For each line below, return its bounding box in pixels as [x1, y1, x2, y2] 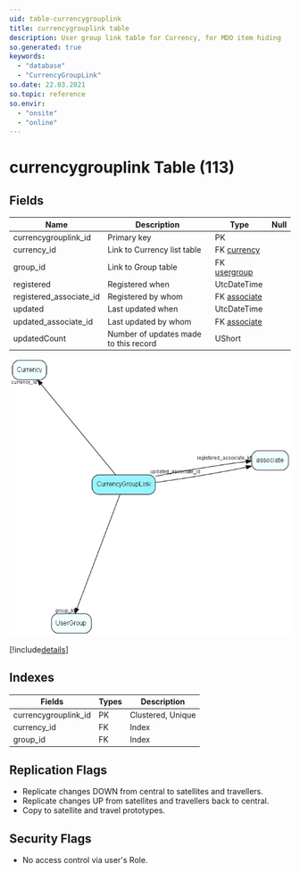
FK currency [214, 245, 261, 255]
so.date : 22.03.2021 [9, 80, 87, 89]
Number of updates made [107, 328, 203, 339]
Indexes [9, 670, 55, 685]
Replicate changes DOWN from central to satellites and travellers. [21, 786, 263, 797]
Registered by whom [107, 291, 183, 302]
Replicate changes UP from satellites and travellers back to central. [21, 795, 270, 807]
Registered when [107, 278, 170, 289]
